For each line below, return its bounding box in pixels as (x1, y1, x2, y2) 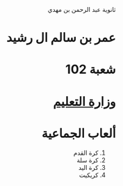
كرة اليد (78, 163, 99, 171)
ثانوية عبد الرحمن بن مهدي (47, 6, 116, 13)
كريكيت (79, 171, 99, 179)
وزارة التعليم (52, 93, 116, 109)
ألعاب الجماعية (41, 125, 116, 141)
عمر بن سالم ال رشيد (6, 30, 116, 46)
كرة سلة (76, 155, 99, 164)
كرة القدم (73, 148, 99, 157)
